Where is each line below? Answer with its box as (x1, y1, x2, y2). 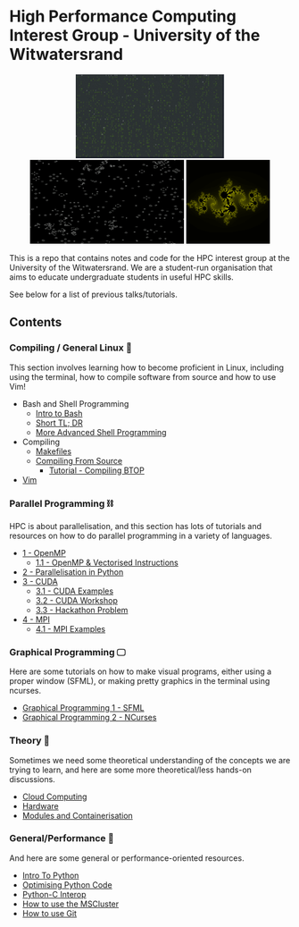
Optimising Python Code (21, 879, 113, 890)
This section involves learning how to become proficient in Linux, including (9, 362, 284, 373)
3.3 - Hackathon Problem (35, 604, 129, 615)
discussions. (9, 773, 55, 784)
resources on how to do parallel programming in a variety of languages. (9, 530, 272, 541)
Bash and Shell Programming (21, 398, 129, 409)
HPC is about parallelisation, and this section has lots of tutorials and (9, 520, 262, 531)
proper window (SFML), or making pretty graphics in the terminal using (9, 676, 270, 687)
